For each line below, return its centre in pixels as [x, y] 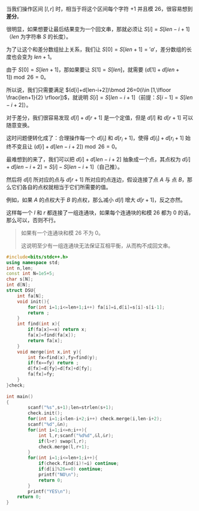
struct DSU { [21, 291]
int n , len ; [20, 268]
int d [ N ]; [19, 285]
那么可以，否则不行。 [32, 220]
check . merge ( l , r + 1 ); [64, 447]
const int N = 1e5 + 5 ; [31, 274]
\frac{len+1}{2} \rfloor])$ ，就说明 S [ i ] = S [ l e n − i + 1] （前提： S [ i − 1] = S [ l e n [99, 97]
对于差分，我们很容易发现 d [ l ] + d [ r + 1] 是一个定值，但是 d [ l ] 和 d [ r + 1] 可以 [100, 118]
